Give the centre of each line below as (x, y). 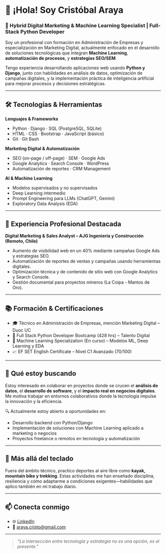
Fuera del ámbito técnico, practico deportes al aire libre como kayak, (75, 470)
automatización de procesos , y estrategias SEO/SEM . (61, 58)
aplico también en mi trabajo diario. (41, 486)
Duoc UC (21, 330)
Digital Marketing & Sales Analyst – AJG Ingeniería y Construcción (75, 236)
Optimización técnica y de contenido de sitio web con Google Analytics (85, 272)
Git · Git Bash (26, 139)
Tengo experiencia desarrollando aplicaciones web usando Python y (75, 68)
